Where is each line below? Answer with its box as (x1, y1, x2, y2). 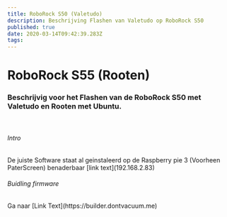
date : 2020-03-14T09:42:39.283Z (7, 30, 103, 38)
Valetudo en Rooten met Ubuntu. (7, 101, 122, 111)
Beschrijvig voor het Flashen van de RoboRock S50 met (7, 93, 202, 103)
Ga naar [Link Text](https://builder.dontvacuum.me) (7, 201, 158, 210)
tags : (7, 37, 23, 44)
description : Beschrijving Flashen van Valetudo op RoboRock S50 (7, 17, 204, 24)
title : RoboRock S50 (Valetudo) (7, 10, 103, 18)
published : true (7, 23, 55, 30)
